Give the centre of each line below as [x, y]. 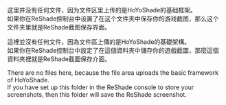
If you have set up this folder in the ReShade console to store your [101, 87]
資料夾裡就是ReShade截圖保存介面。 [59, 59]
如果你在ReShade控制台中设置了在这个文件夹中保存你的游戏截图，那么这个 [113, 19]
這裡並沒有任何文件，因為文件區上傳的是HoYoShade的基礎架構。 [99, 42]
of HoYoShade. [28, 80]
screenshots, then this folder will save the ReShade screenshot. [97, 94]
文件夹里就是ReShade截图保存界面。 [59, 27]
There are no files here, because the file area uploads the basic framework [113, 73]
